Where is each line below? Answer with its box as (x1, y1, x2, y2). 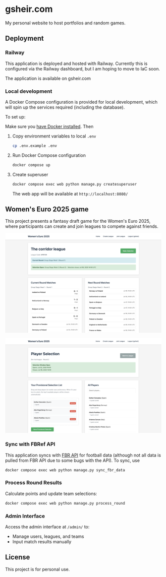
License (5, 553, 30, 562)
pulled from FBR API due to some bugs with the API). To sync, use (5, 457, 140, 463)
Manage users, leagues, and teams (12, 533, 84, 539)
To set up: (5, 114, 26, 120)
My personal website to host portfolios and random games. (5, 20, 126, 26)
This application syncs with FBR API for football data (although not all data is (5, 452, 161, 458)
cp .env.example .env (12, 143, 57, 148)
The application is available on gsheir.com (5, 75, 91, 81)
